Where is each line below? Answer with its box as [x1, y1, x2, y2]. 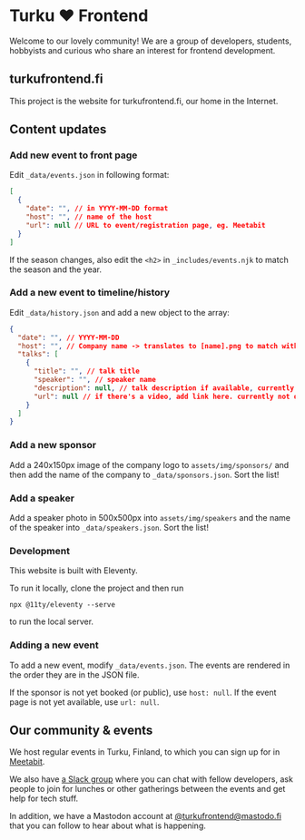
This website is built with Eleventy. [9, 565, 138, 576]
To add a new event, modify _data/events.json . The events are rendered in [9, 659, 290, 670]
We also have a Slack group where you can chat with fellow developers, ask [9, 774, 293, 785]
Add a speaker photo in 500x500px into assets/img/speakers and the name [9, 512, 291, 523]
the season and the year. [9, 264, 103, 275]
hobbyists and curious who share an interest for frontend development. [9, 44, 276, 55]
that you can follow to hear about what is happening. [9, 820, 207, 831]
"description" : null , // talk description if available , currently [33, 383, 295, 393]
